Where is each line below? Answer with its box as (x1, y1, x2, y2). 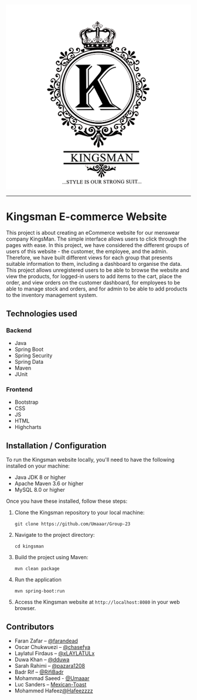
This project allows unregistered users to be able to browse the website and (6, 266, 189, 274)
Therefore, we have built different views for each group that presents (6, 254, 173, 261)
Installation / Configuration (6, 441, 107, 451)
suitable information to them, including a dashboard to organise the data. (6, 261, 182, 268)
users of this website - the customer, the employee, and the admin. (6, 248, 168, 255)
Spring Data (14, 359, 44, 366)
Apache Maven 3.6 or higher (14, 480, 84, 487)
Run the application (14, 576, 62, 583)
